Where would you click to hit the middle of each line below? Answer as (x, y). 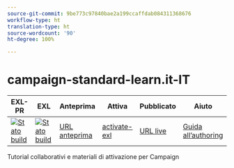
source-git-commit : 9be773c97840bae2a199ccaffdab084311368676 (99, 14)
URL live (153, 131)
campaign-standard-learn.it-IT (99, 80)
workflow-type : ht (34, 20)
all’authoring (203, 135)
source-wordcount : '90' (42, 33)
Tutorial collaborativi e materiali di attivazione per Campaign (93, 157)
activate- (117, 127)
